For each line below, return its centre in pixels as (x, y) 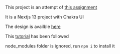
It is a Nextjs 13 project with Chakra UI (45, 17)
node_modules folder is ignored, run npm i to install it (60, 46)
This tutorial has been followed (37, 36)
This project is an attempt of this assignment (51, 7)
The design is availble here (33, 26)
